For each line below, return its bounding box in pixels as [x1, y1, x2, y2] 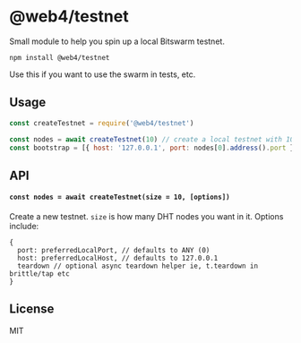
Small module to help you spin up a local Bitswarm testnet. [9, 36, 226, 47]
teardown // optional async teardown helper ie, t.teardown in [17, 262, 258, 270]
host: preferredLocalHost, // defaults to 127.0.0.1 [17, 253, 219, 262]
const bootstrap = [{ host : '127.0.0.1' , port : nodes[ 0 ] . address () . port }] [9, 143, 298, 152]
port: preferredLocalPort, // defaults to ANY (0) [17, 245, 211, 254]
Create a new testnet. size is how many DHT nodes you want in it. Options [9, 210, 284, 221]
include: [9, 220, 39, 231]
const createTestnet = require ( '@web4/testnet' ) [9, 118, 194, 127]
